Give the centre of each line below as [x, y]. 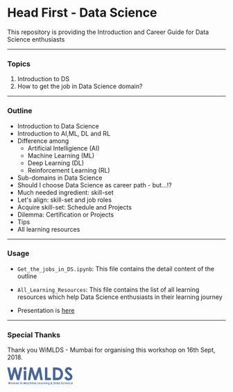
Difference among [43, 141]
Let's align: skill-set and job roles [64, 200]
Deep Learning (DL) [56, 163]
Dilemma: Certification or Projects [66, 214]
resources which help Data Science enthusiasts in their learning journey [120, 297]
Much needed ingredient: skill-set [65, 192]
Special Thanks [34, 334]
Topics [19, 64]
